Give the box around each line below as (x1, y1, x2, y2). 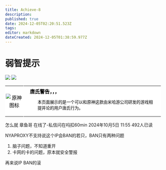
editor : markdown (5, 30, 41, 35)
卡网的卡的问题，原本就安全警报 (12, 149, 78, 155)
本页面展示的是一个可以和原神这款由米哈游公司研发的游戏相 (38, 100, 153, 105)
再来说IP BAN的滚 (5, 160, 41, 166)
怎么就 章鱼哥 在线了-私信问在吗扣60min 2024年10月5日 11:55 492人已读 (5, 122, 153, 128)
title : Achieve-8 (5, 7, 41, 12)
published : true (5, 16, 39, 21)
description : (5, 12, 32, 17)
